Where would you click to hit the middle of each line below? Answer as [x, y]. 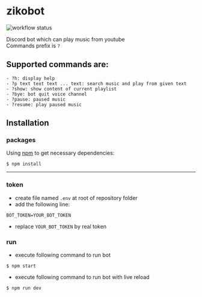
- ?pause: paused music [36, 99]
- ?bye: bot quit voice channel [47, 94]
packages [21, 140]
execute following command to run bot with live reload [82, 277]
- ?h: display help [31, 78]
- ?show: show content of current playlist [62, 89]
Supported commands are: [57, 64]
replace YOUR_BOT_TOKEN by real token [61, 226]
